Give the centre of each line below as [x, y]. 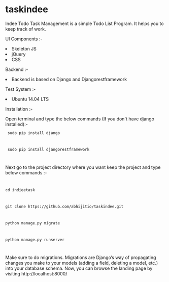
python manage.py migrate [32, 223]
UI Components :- [24, 39]
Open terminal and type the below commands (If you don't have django [80, 119]
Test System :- [21, 89]
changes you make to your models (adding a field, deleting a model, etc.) [82, 263]
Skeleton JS [24, 48]
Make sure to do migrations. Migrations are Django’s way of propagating [81, 257]
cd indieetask [20, 190]
